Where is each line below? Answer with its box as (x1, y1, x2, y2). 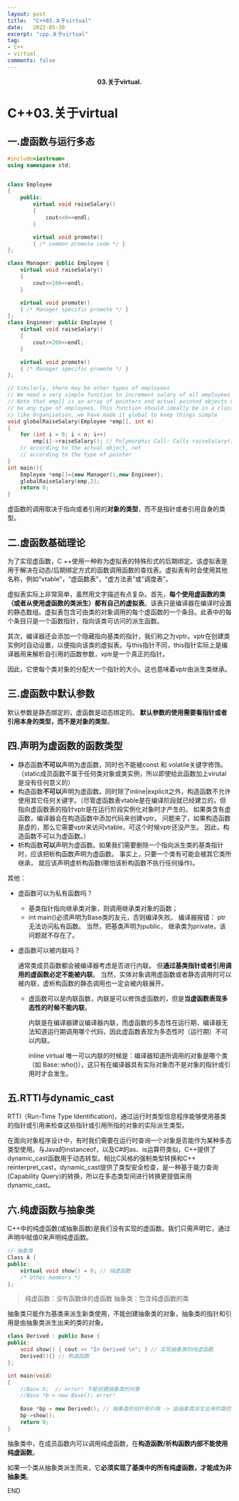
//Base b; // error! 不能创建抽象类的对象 (20, 1385, 140, 1392)
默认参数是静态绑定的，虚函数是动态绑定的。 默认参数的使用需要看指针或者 (7, 708, 228, 716)
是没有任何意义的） (17, 778, 75, 786)
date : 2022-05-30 (7, 24, 65, 31)
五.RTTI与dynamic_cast (7, 1092, 115, 1104)
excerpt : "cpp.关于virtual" (7, 30, 89, 38)
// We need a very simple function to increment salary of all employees (7, 391, 231, 398)
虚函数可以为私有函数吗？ (17, 888, 93, 897)
